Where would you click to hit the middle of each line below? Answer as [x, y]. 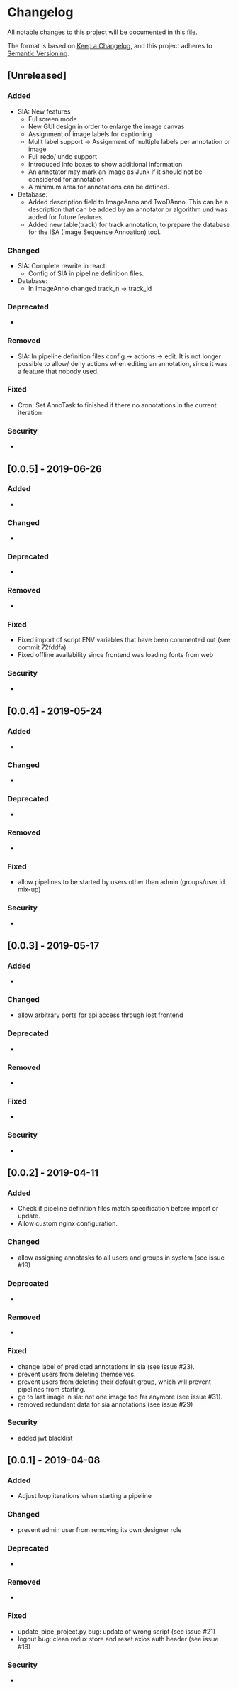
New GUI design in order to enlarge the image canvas [106, 126]
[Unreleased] [37, 76]
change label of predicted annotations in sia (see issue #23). [106, 1366]
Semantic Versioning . [38, 53]
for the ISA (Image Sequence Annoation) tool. [95, 232]
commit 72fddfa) [42, 647]
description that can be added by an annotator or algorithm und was [128, 209]
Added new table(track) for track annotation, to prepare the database [129, 224]
